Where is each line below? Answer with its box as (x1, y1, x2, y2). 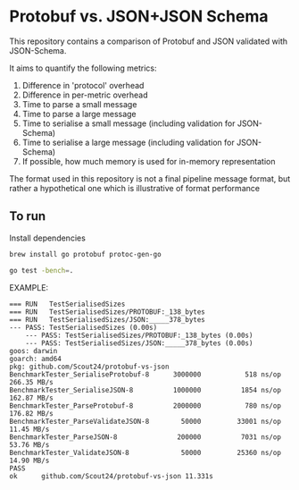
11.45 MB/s (9, 425, 50, 434)
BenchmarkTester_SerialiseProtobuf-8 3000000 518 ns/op (9, 369, 281, 379)
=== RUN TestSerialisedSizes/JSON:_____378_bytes (9, 315, 205, 324)
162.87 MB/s (9, 393, 54, 402)
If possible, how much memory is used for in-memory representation (21, 156, 276, 166)
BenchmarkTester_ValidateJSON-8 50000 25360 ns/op (9, 448, 281, 457)
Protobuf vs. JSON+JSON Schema (9, 6, 269, 27)
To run (9, 208, 46, 224)
